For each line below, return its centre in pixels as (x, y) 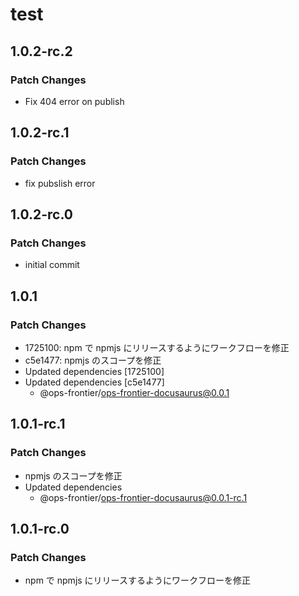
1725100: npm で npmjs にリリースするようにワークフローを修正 (157, 347)
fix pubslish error (60, 183)
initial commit (52, 265)
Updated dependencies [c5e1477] (94, 382)
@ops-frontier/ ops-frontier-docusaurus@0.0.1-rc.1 (143, 497)
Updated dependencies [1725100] (94, 371)
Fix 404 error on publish (74, 101)
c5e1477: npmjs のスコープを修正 (93, 360)
